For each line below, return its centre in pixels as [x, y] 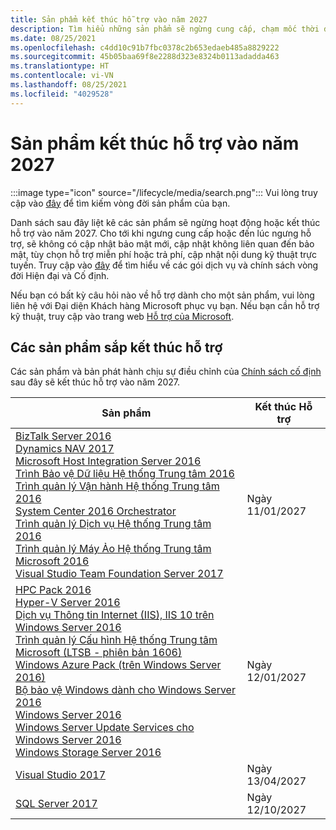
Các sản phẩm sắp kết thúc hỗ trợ [116, 347]
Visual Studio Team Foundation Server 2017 [119, 574]
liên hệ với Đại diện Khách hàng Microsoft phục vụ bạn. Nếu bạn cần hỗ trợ [165, 305]
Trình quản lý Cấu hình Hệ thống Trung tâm [116, 640]
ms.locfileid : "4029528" [62, 94]
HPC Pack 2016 [53, 590]
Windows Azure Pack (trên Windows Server [118, 665]
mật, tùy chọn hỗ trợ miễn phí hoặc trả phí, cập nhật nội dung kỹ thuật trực [164, 254]
